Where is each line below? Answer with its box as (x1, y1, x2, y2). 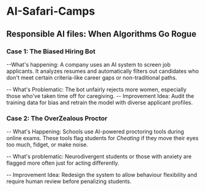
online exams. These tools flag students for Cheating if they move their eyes (6, 135, 199, 142)
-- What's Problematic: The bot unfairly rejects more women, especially (6, 86, 187, 93)
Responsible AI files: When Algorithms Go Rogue (6, 29, 197, 39)
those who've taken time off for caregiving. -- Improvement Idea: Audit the (6, 92, 195, 99)
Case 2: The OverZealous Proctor (6, 114, 108, 122)
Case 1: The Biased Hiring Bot (6, 47, 96, 56)
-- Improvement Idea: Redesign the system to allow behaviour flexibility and (6, 171, 198, 179)
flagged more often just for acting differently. (6, 159, 119, 167)
